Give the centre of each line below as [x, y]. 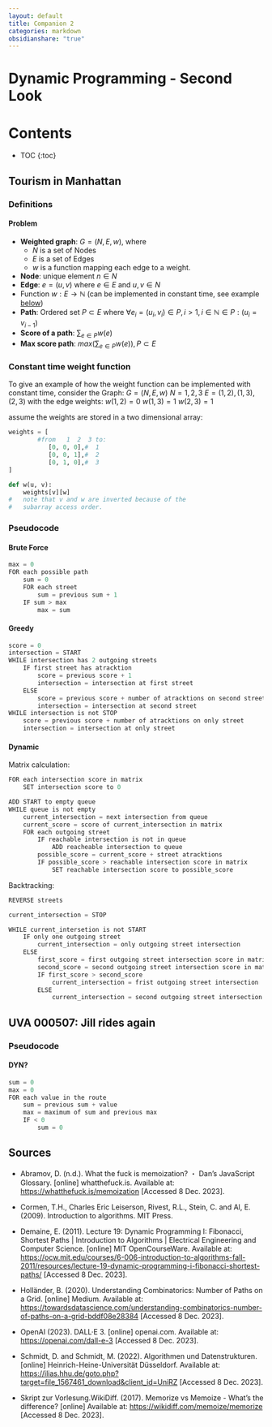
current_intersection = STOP [57, 915]
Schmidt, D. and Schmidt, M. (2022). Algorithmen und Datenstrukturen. [138, 1356]
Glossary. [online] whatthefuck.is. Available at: [97, 1183]
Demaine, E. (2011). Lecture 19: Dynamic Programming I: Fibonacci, [132, 1231]
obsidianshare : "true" [47, 39]
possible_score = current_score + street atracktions [130, 855]
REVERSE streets [36, 900]
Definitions [31, 204]
